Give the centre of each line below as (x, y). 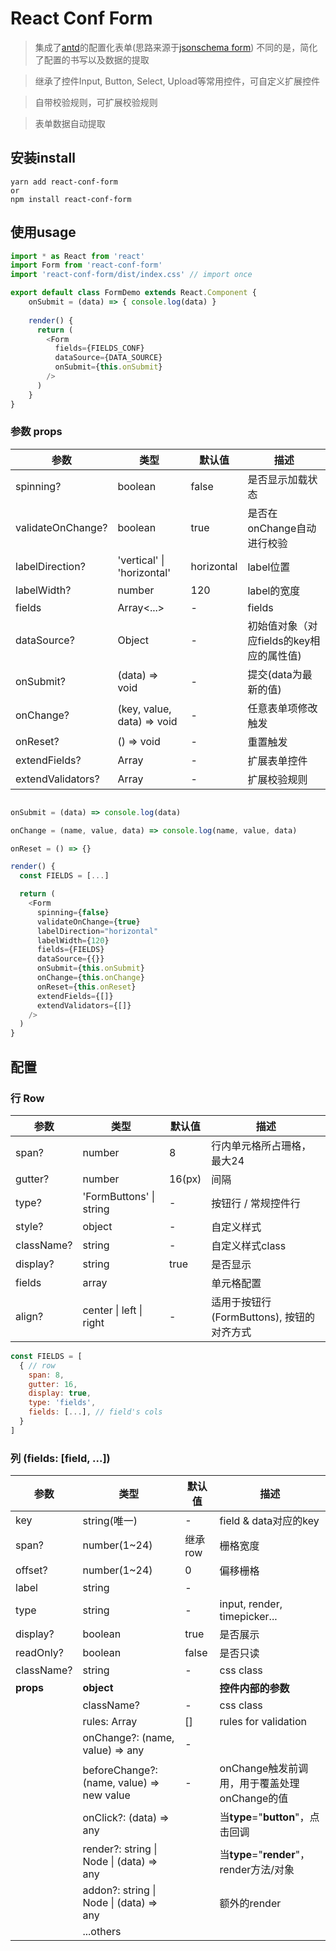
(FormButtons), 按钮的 (263, 1317)
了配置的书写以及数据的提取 (92, 59)
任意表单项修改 (282, 708)
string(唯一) (110, 1521)
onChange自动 (282, 528)
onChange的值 (254, 1799)
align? (29, 1316)
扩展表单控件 (277, 760)
